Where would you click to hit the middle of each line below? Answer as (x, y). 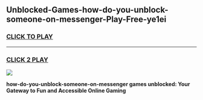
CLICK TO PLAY (30, 37)
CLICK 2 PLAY (27, 59)
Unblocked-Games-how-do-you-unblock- (87, 10)
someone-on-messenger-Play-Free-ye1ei (86, 20)
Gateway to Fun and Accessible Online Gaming (66, 90)
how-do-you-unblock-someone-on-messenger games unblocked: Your (98, 84)
